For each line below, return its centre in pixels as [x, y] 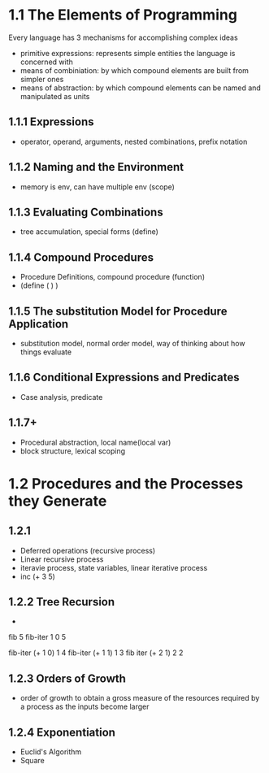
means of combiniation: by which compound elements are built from [134, 70]
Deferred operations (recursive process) [88, 550]
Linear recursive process [62, 559]
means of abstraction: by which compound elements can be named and [141, 88]
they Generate [58, 501]
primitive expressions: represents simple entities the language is [128, 53]
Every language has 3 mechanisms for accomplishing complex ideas [123, 37]
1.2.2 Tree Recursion [62, 602]
